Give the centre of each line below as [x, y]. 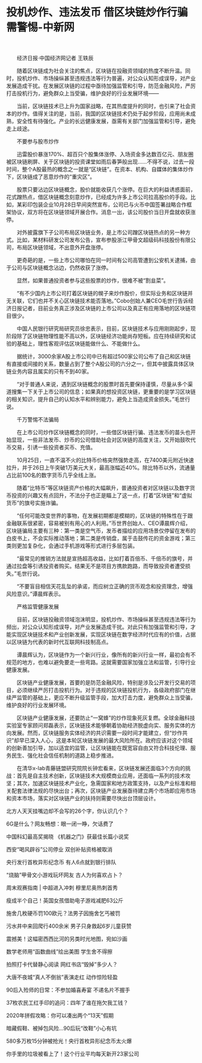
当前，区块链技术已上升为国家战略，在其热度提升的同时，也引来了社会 [103, 106]
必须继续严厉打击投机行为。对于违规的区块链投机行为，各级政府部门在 [103, 690]
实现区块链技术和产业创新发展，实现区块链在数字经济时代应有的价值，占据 [103, 634]
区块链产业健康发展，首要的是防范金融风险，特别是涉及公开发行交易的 [103, 682]
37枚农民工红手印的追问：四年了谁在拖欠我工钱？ [67, 1002]
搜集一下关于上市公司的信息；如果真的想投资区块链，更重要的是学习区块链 [103, 391]
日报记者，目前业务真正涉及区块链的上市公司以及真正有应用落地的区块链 [101, 308]
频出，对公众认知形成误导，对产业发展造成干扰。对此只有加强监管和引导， [98, 626]
